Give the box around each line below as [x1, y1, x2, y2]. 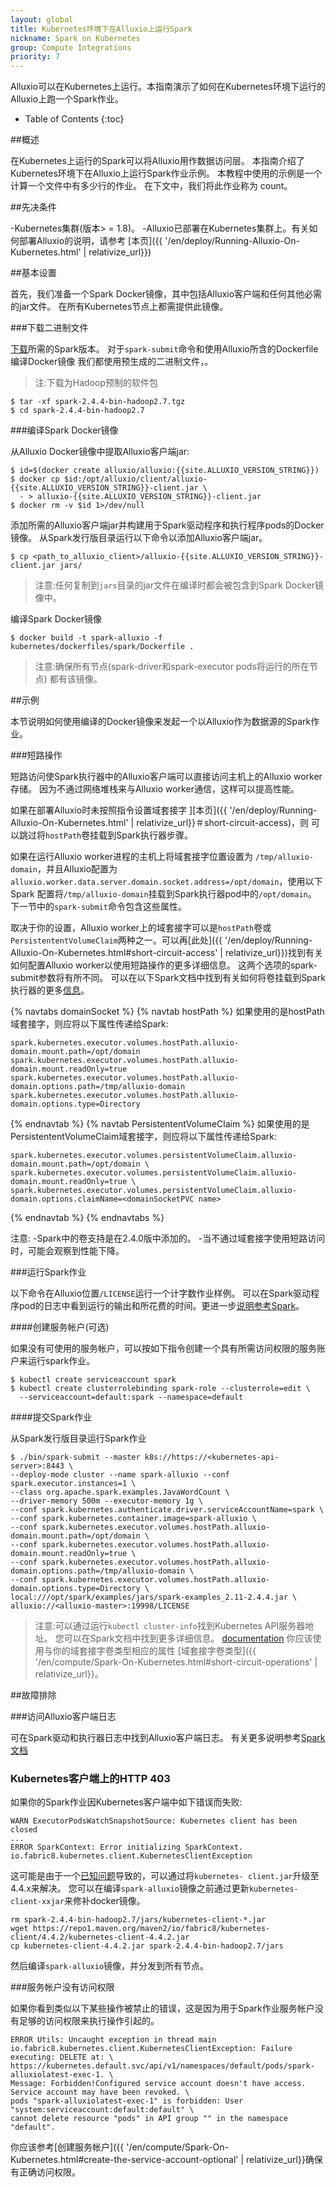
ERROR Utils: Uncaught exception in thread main [10, 2035, 217, 2045]
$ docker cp [10, 474, 60, 485]
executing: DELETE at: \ [10, 2052, 114, 2063]
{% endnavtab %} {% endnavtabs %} [10, 1212, 165, 1224]
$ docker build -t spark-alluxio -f [10, 633, 163, 643]
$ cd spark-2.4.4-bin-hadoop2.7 [10, 406, 145, 416]
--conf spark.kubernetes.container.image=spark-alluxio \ [10, 1514, 257, 1524]
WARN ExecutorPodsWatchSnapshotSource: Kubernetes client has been [10, 1816, 298, 1826]
